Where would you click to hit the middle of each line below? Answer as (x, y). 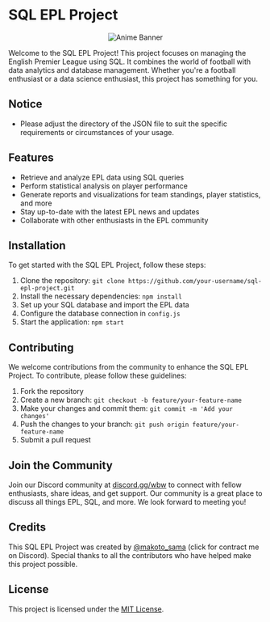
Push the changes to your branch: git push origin (104, 424)
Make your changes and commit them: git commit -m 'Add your (127, 408)
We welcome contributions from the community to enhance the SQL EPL (129, 367)
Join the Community (60, 465)
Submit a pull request (55, 440)
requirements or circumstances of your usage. (97, 132)
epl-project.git (47, 289)
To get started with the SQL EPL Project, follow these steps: (107, 265)
